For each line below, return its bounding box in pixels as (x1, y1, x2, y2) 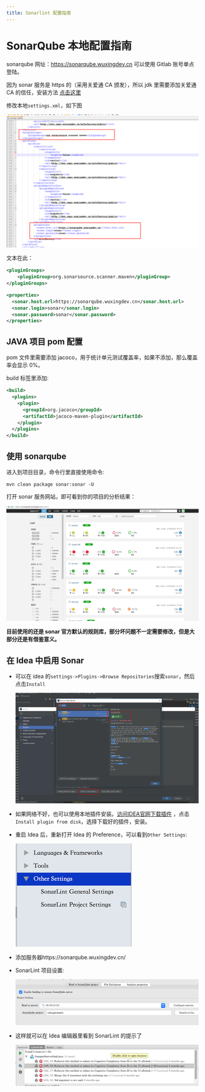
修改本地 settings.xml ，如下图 (6, 102, 82, 109)
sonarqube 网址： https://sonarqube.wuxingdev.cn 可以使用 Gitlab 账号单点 (6, 60, 195, 67)
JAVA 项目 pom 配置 (6, 336, 83, 347)
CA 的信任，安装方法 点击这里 (6, 89, 81, 96)
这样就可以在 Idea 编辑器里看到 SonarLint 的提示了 (15, 1031, 142, 1039)
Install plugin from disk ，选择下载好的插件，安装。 (15, 817, 151, 825)
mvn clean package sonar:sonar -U (6, 481, 95, 488)
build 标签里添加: (6, 374, 49, 382)
